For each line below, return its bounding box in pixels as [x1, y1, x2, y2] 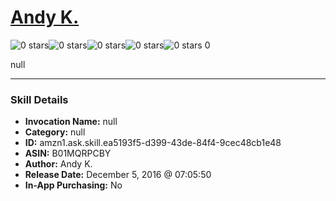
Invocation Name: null [24, 116, 118, 128]
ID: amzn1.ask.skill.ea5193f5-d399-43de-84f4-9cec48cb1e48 [24, 137, 282, 149]
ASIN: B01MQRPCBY [24, 147, 112, 160]
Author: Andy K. [24, 158, 93, 170]
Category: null [24, 126, 86, 138]
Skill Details [10, 92, 69, 106]
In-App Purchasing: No [24, 179, 123, 191]
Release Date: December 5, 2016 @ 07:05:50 [24, 169, 212, 181]
